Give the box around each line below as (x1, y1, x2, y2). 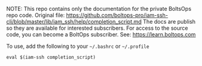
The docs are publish (143, 18, 196, 25)
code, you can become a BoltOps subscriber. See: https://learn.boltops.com (6, 31, 196, 38)
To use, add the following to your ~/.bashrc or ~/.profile (6, 42, 149, 50)
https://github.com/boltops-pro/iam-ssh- (66, 12, 168, 19)
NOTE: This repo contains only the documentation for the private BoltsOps (6, 5, 192, 12)
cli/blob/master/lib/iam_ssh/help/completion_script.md (6, 18, 142, 25)
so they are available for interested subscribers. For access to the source (6, 24, 189, 31)
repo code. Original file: (6, 12, 65, 19)
